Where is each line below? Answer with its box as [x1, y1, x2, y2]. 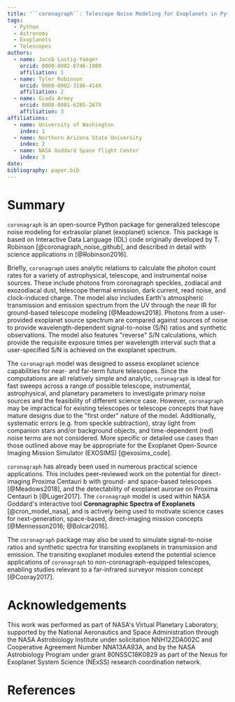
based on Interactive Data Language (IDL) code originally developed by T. [7, 235, 220, 243]
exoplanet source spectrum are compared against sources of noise [34, 316, 228, 324]
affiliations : [7, 114, 49, 121]
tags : [7, 17, 23, 24]
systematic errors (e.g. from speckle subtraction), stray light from [7, 419, 196, 427]
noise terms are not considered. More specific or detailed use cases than [7, 433, 218, 442]
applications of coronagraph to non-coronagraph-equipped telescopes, [7, 558, 211, 566]
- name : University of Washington [13, 121, 114, 128]
